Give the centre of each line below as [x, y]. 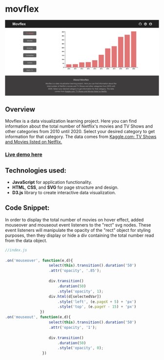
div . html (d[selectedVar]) [75, 296]
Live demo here [24, 155]
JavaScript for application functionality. [52, 182]
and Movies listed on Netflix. [34, 142]
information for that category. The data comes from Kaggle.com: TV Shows [81, 137]
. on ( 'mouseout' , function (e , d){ [38, 317]
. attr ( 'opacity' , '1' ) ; [73, 327]
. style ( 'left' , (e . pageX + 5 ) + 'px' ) [97, 302]
